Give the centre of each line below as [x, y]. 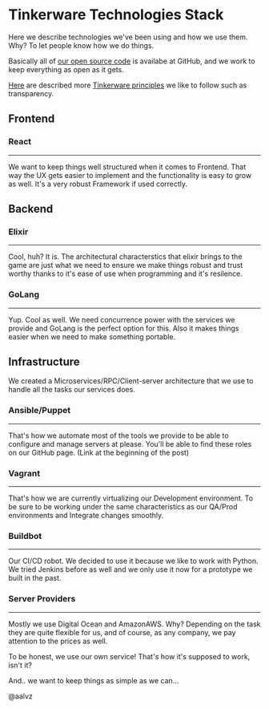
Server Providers [42, 599]
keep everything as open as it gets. [66, 69]
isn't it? [20, 665]
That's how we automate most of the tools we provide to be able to [119, 436]
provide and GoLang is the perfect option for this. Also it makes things [124, 328]
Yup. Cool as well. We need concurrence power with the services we [122, 319]
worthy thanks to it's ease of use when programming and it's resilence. [125, 273]
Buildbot [25, 536]
